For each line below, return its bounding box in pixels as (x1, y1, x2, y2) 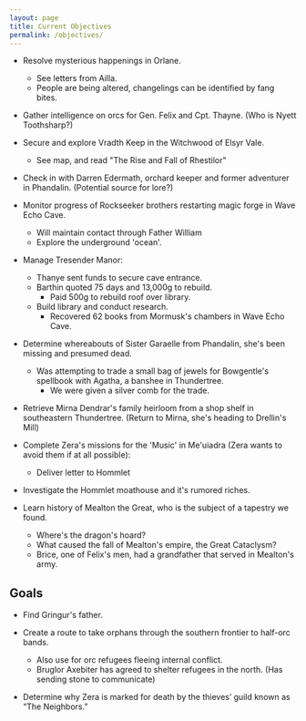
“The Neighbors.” (22, 701, 88, 712)
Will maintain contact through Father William (36, 227, 202, 238)
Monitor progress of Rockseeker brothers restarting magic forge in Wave (22, 200, 296, 211)
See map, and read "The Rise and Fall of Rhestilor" (36, 155, 227, 166)
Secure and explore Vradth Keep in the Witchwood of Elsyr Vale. (22, 138, 265, 149)
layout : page (9, 13, 59, 23)
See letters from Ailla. (36, 73, 117, 84)
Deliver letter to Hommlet (36, 467, 130, 479)
